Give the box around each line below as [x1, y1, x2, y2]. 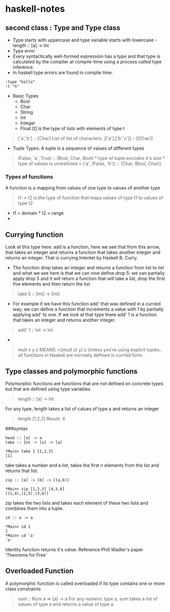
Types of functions [5, 173, 53, 180]
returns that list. [5, 467, 39, 474]
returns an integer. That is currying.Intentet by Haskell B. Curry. [5, 255, 138, 261]
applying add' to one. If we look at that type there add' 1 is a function [12, 312, 157, 318]
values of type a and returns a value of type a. [17, 601, 115, 607]
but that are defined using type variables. [5, 386, 92, 392]
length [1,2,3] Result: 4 [17, 415, 65, 421]
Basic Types [12, 93, 39, 99]
